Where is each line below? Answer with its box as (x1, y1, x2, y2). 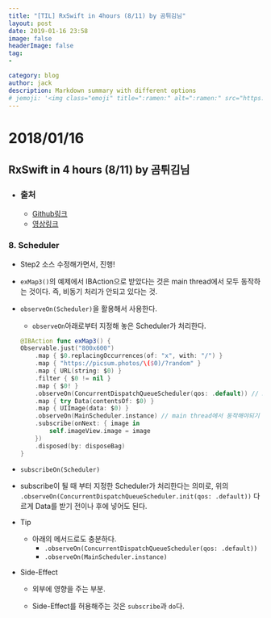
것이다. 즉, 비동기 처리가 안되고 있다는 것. (28, 286, 158, 296)
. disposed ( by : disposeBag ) (35, 442, 126, 450)
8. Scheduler (8, 240, 60, 251)
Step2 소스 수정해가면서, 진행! (19, 259, 115, 269)
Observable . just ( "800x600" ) (19, 344, 115, 352)
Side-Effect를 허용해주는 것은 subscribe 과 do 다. (31, 601, 186, 611)
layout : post (8, 19, 52, 27)
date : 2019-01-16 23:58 (8, 27, 89, 35)
